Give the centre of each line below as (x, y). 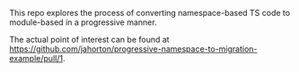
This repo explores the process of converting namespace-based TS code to (149, 13)
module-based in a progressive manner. (83, 22)
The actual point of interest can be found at (89, 40)
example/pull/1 (36, 58)
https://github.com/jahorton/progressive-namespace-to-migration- (133, 49)
